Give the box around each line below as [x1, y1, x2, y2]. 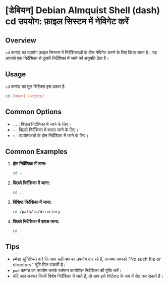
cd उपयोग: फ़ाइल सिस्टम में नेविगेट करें [5, 16, 129, 27]
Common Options [5, 108, 62, 116]
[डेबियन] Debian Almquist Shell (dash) [5, 5, 160, 16]
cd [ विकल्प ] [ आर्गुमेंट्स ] [5, 93, 44, 99]
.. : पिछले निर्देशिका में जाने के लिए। [12, 121, 72, 127]
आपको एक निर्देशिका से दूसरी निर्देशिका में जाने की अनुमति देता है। [5, 55, 109, 61]
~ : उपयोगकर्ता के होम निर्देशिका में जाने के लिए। [12, 132, 89, 138]
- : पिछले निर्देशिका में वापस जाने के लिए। [12, 126, 79, 133]
